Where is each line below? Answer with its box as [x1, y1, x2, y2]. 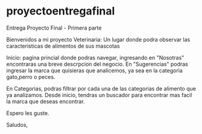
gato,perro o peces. [6, 73, 55, 80]
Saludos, [6, 121, 28, 128]
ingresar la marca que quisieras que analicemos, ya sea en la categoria [6, 66, 183, 74]
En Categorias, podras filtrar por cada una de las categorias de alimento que [6, 85, 196, 92]
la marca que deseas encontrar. [6, 98, 86, 105]
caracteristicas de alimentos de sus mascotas [6, 42, 120, 49]
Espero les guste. [6, 109, 49, 116]
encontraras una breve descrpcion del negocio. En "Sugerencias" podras [6, 60, 189, 68]
